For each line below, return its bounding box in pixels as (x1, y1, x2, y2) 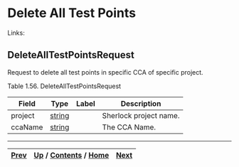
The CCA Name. (102, 122, 156, 132)
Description (120, 98, 161, 108)
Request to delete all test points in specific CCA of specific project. (7, 68, 204, 76)
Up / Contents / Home (33, 150, 110, 160)
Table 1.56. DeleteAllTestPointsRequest (7, 82, 122, 90)
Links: (7, 28, 25, 37)
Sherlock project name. (102, 110, 180, 120)
